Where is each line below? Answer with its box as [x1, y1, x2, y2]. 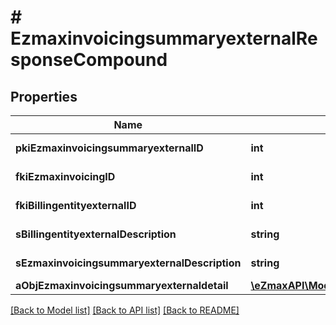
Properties [10, 88, 78, 105]
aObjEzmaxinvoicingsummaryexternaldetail [15, 279, 229, 292]
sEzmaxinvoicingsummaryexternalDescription [15, 256, 242, 270]
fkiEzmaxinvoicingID [15, 170, 116, 183]
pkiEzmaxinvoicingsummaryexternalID [15, 141, 204, 155]
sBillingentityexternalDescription [15, 227, 177, 241]
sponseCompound [10, 49, 168, 71]
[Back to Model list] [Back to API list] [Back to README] [10, 304, 240, 316]
